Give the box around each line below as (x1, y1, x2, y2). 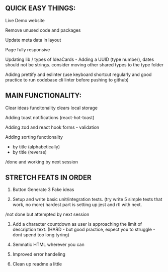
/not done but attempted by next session (5, 211, 90, 218)
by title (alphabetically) (12, 143, 60, 150)
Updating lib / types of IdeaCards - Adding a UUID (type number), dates (5, 56, 154, 62)
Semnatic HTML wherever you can (12, 241, 85, 248)
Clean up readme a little (12, 261, 62, 267)
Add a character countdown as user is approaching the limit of (12, 221, 142, 227)
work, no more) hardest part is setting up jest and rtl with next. (12, 202, 142, 208)
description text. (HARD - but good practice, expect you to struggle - (12, 226, 155, 233)
